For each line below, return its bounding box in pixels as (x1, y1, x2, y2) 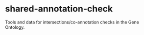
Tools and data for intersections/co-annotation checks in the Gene (5, 19, 140, 25)
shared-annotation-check (5, 3, 113, 14)
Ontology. (5, 24, 25, 30)
